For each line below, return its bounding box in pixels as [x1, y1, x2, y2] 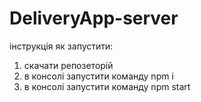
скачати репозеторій [23, 59, 114, 71]
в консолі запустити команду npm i [23, 70, 174, 82]
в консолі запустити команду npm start [23, 80, 191, 92]
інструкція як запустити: [9, 40, 114, 52]
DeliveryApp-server [9, 7, 179, 30]
